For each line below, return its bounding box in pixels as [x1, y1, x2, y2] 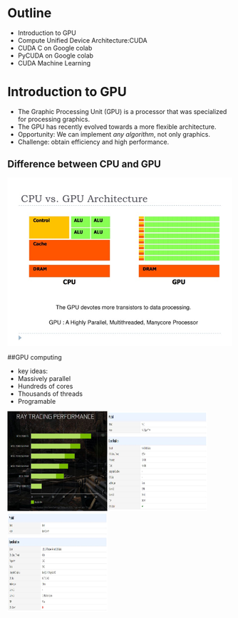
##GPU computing [7, 352, 62, 361]
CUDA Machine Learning [17, 58, 91, 67]
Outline [7, 5, 52, 21]
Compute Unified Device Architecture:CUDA [17, 36, 148, 44]
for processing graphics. [17, 115, 90, 123]
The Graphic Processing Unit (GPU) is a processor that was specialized [17, 107, 227, 115]
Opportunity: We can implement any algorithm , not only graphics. [17, 130, 210, 138]
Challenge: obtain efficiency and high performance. [17, 137, 170, 146]
